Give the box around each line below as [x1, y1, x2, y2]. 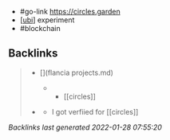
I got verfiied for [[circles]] [51, 107, 139, 116]
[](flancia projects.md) [39, 68, 114, 77]
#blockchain [19, 24, 61, 33]
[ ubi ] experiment [19, 15, 75, 25]
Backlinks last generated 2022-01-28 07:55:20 [8, 122, 162, 132]
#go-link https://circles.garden [19, 7, 121, 16]
